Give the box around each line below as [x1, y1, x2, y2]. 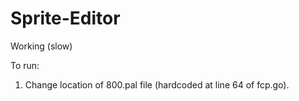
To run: [10, 59, 40, 71]
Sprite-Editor [10, 7, 121, 30]
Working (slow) [10, 40, 73, 52]
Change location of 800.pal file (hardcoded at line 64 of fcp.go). [24, 78, 290, 91]
